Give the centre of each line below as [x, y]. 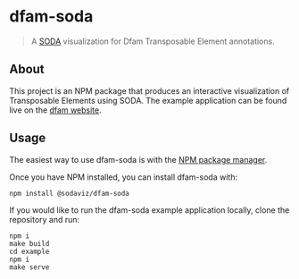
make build [29, 243]
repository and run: [45, 219]
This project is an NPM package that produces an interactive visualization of [149, 90]
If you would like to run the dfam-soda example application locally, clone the [149, 210]
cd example [29, 251]
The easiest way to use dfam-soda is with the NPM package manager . [138, 159]
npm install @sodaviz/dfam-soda [69, 193]
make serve [29, 267]
